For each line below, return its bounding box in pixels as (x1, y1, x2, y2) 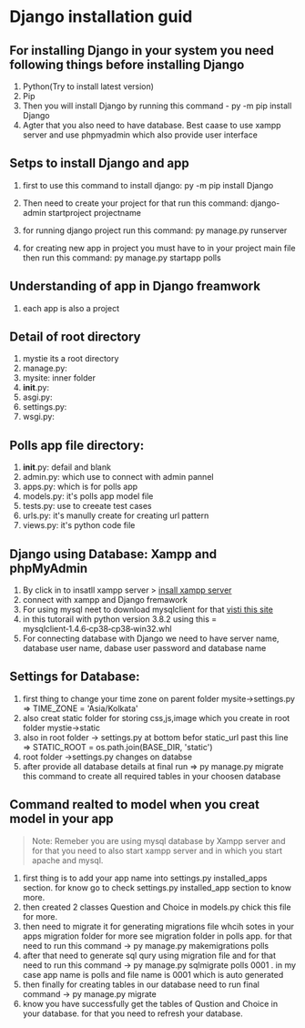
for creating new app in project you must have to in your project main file (22, 242, 296, 253)
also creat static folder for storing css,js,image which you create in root (22, 712, 290, 723)
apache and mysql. (31, 854, 104, 866)
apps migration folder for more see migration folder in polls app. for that (22, 931, 293, 941)
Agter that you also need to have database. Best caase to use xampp (22, 120, 281, 130)
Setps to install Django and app (9, 156, 189, 171)
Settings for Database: (9, 669, 140, 685)
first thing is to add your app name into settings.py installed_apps (22, 872, 268, 883)
